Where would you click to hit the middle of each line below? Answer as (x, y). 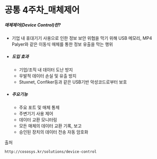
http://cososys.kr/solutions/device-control (51, 152)
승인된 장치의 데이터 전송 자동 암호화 (54, 132)
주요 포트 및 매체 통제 (39, 107)
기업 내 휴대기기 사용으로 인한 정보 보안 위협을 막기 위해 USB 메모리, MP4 (82, 38)
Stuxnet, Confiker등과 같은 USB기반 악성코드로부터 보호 (73, 82)
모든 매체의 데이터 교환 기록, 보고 (50, 126)
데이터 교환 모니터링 (38, 120)
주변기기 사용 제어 (36, 114)
